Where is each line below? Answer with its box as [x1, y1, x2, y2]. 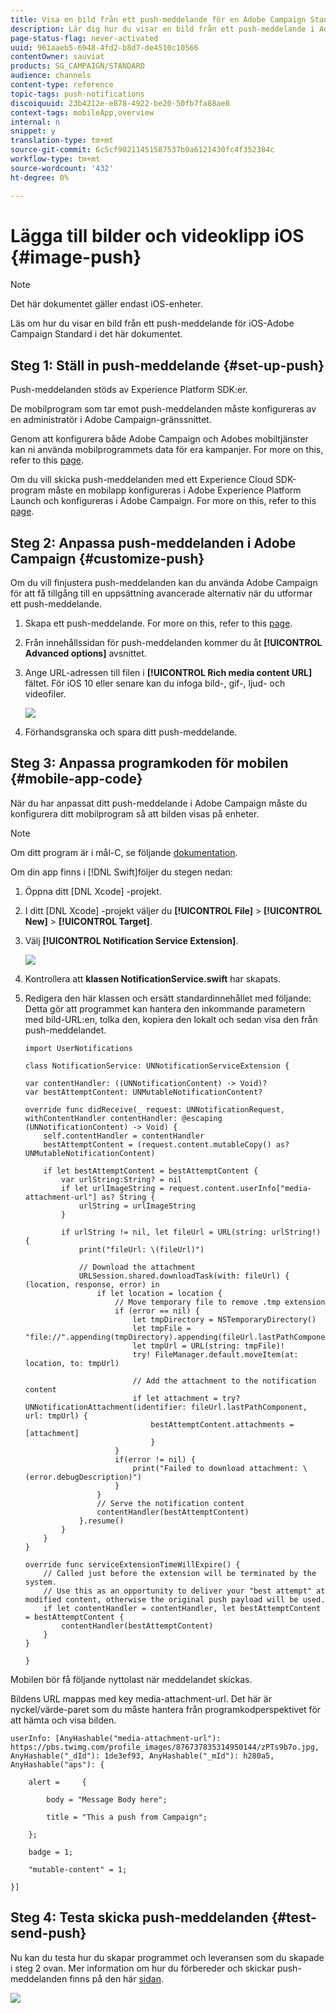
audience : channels [10, 71, 92, 81]
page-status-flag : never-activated [10, 33, 159, 43]
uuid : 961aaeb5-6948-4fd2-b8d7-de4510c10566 [10, 42, 199, 53]
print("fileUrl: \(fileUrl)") [78, 1244, 205, 1255]
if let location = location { [96, 1288, 223, 1298]
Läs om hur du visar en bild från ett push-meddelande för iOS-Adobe [10, 317, 295, 330]
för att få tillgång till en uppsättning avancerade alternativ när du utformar [10, 587, 313, 600]
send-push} [10, 1925, 87, 1942]
